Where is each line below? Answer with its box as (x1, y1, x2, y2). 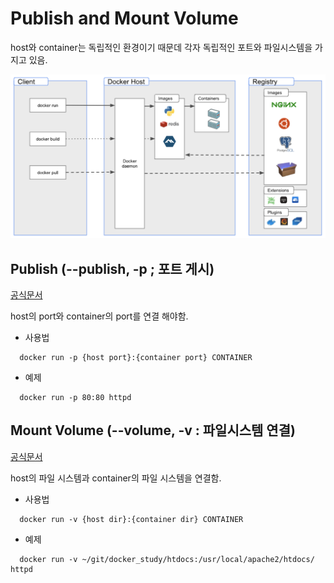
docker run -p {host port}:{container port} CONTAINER (19, 353, 253, 363)
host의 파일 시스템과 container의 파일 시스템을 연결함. (10, 472, 222, 484)
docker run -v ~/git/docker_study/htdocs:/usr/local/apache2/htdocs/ (19, 554, 315, 564)
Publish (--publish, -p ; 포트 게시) (10, 260, 215, 277)
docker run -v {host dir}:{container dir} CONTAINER (19, 514, 244, 524)
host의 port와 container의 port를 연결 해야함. (10, 310, 189, 322)
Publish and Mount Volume (10, 7, 239, 30)
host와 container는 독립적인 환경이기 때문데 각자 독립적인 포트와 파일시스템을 (10, 41, 313, 53)
